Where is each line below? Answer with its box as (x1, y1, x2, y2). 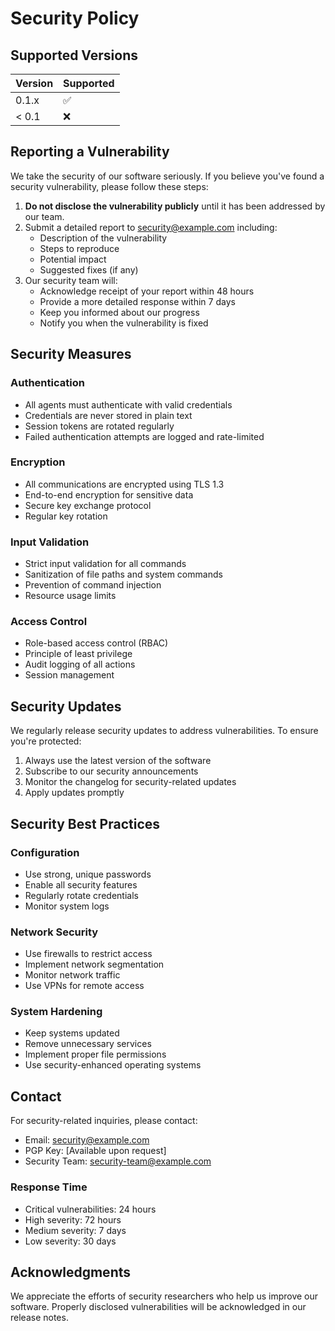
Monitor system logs (24, 900, 110, 912)
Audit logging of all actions (24, 658, 136, 671)
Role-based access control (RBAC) (24, 637, 169, 649)
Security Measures (10, 346, 132, 363)
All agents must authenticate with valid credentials (24, 398, 233, 411)
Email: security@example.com (24, 1134, 150, 1146)
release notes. (10, 1312, 69, 1324)
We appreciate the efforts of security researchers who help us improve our (10, 1290, 319, 1302)
